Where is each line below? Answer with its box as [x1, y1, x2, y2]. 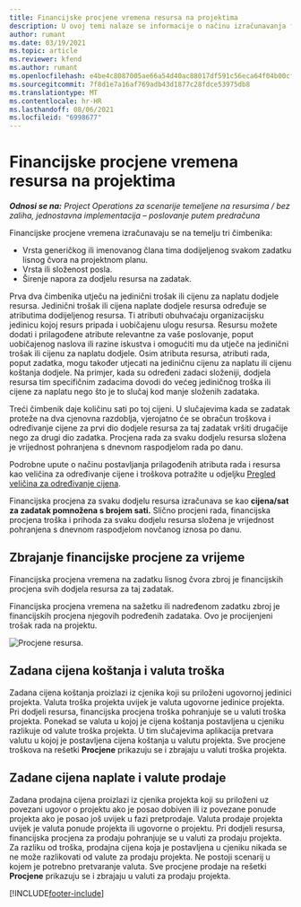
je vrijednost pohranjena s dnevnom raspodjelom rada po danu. [9, 441, 244, 453]
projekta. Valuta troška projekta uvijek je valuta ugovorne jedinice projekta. [9, 696, 285, 707]
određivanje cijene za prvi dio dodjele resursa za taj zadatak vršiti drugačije [9, 423, 288, 433]
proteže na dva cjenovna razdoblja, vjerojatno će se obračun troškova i [9, 414, 271, 424]
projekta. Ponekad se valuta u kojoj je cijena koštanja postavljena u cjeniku [9, 715, 285, 727]
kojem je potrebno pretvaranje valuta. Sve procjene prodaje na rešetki [9, 860, 267, 871]
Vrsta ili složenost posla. [21, 264, 113, 275]
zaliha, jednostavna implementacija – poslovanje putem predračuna [9, 210, 261, 221]
